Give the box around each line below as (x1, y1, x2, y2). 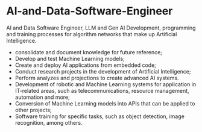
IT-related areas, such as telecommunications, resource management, (14, 87, 189, 94)
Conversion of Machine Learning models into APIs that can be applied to (14, 99, 195, 107)
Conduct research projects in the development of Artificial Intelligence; (14, 68, 191, 75)
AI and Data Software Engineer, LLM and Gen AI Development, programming (6, 24, 196, 31)
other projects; (14, 106, 52, 113)
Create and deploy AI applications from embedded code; (14, 61, 157, 69)
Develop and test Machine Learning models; (14, 55, 125, 62)
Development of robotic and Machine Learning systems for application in (14, 80, 197, 88)
